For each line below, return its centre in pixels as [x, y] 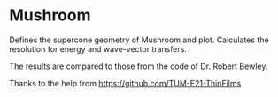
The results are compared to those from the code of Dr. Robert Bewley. [139, 66]
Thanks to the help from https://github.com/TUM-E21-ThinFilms [125, 83]
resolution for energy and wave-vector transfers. [98, 48]
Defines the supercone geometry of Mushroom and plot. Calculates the [139, 40]
